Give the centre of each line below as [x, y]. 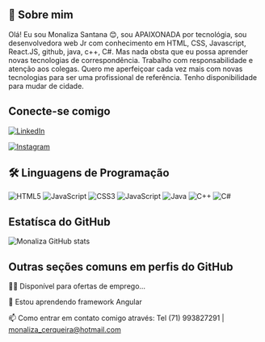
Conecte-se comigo [59, 111]
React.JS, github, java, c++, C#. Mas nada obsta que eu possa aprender [128, 51]
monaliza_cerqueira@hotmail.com [65, 330]
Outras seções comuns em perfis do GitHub [121, 266]
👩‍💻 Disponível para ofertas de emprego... [77, 286]
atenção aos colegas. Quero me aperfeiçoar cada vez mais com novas [126, 69]
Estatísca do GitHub [59, 222]
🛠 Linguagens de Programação [89, 173]
